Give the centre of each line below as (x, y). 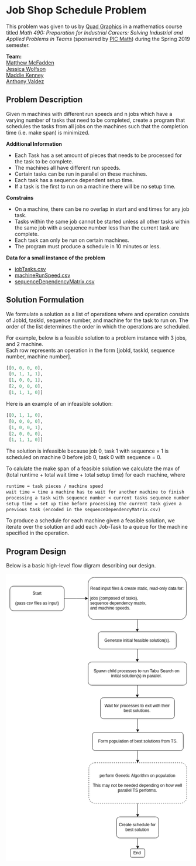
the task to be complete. (44, 161)
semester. (18, 45)
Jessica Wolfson (26, 69)
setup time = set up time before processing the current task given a (94, 504)
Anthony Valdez (25, 81)
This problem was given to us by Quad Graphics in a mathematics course (94, 26)
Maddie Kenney (25, 75)
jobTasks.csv (30, 269)
